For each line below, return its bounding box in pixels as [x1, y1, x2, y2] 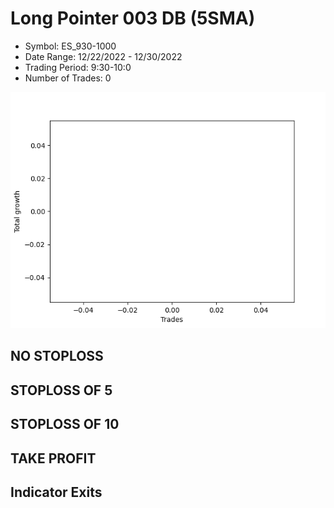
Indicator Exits [10, 483, 103, 501]
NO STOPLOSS [10, 348, 104, 365]
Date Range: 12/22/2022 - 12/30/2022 [24, 50, 183, 62]
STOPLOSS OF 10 [10, 416, 120, 433]
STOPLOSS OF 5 [10, 382, 113, 399]
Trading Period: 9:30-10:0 [24, 61, 132, 73]
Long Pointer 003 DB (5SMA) [10, 7, 256, 30]
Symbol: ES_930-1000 [24, 40, 117, 52]
